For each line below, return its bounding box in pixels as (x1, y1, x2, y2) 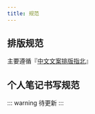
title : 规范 (7, 10, 39, 17)
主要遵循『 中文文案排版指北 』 (7, 57, 92, 66)
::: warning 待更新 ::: (7, 99, 64, 107)
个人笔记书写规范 (7, 79, 80, 91)
